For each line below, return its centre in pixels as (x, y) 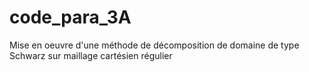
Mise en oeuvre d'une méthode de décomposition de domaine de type (154, 45)
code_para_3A (70, 17)
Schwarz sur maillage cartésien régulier (91, 55)
